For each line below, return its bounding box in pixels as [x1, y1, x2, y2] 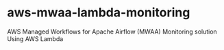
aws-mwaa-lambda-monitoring [7, 5, 190, 21]
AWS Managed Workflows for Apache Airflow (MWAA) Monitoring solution [7, 27, 217, 36]
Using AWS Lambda [7, 34, 64, 42]
